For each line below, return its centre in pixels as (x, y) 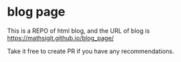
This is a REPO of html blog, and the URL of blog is (79, 31)
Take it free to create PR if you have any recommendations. (91, 51)
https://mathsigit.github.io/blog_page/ (61, 37)
